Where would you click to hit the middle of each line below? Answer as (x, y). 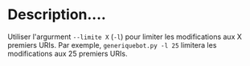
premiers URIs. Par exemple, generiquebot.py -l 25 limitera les (112, 45)
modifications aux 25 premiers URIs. (68, 53)
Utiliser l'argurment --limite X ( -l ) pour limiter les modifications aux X (125, 37)
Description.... (57, 15)
